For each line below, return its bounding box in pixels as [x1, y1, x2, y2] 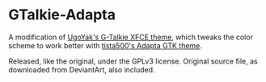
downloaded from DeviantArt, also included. [8, 64, 155, 74]
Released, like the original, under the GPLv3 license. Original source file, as [8, 56, 258, 66]
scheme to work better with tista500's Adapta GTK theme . [8, 40, 202, 50]
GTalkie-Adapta [8, 6, 116, 24]
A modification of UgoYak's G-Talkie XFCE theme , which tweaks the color [8, 32, 253, 42]
